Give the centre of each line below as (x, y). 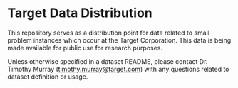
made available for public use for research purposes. (85, 48)
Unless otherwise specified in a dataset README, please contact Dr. (108, 61)
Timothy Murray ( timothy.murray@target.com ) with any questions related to (118, 69)
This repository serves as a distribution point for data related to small (109, 33)
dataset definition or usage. (48, 77)
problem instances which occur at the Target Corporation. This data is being (119, 40)
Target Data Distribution (80, 13)
